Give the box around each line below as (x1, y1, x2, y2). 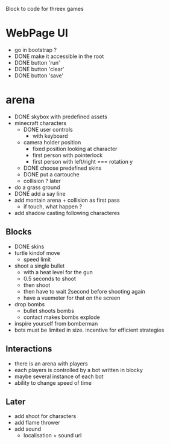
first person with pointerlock (32, 151, 103, 159)
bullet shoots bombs (23, 307, 75, 314)
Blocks (5, 227, 32, 237)
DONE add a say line (14, 190, 66, 197)
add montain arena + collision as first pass (14, 196, 120, 204)
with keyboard (32, 132, 68, 140)
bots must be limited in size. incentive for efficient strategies (14, 326, 165, 333)
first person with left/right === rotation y (32, 158, 133, 165)
